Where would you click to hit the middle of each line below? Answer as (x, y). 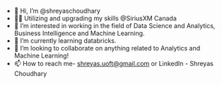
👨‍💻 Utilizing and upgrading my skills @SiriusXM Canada (95, 18)
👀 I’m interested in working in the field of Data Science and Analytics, (115, 26)
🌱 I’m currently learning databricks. (65, 41)
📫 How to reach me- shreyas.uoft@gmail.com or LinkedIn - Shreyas (113, 64)
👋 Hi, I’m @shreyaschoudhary (57, 11)
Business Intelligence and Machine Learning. (79, 33)
